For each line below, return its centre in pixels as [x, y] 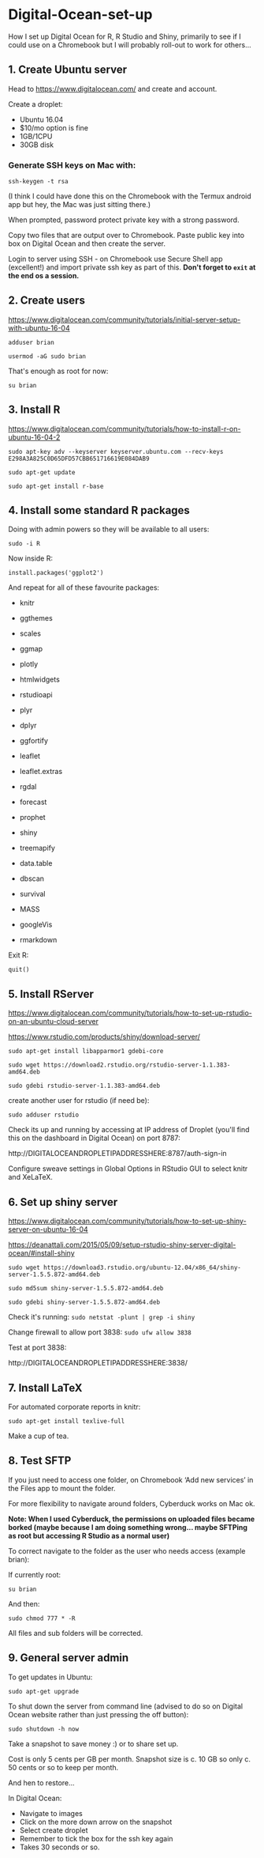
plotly [29, 664]
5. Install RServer [51, 994]
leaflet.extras [41, 772]
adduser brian [32, 342]
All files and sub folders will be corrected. [76, 1633]
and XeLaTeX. [31, 1177]
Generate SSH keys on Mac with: [72, 165]
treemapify [37, 848]
